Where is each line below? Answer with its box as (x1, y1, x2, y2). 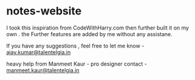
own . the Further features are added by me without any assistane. (6, 30, 173, 37)
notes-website (6, 4, 82, 18)
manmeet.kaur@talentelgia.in (6, 66, 80, 73)
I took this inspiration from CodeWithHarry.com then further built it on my (6, 24, 190, 31)
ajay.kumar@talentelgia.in (6, 48, 71, 55)
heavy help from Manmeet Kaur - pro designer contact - (6, 60, 147, 67)
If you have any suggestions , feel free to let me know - (6, 42, 145, 49)
